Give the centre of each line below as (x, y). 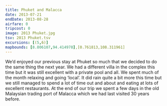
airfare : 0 (17, 24)
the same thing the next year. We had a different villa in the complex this (80, 67)
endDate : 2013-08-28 (27, 19)
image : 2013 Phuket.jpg (30, 33)
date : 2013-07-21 (23, 15)
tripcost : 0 (18, 29)
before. (13, 99)
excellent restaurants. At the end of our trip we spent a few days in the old (82, 88)
